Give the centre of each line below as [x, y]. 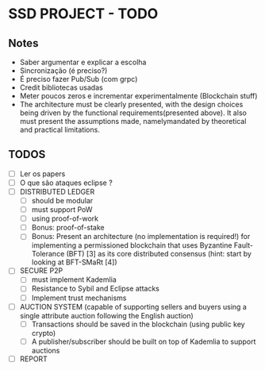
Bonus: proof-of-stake [68, 228]
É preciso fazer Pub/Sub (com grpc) [79, 79]
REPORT [33, 359]
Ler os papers [42, 173]
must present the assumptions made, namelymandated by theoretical [133, 121]
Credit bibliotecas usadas [61, 87]
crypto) [44, 333]
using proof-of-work [65, 218]
